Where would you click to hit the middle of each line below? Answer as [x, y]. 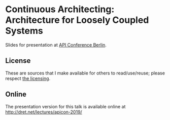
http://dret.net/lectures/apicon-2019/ [44, 112]
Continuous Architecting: [60, 9]
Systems [24, 31]
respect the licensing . [28, 78]
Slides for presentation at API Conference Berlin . [56, 45]
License [18, 61]
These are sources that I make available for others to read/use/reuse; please [85, 73]
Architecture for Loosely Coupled [77, 20]
